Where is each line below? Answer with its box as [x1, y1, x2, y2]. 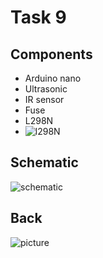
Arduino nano [24, 72, 82, 84]
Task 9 [10, 6, 67, 29]
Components [10, 46, 93, 63]
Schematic [10, 154, 79, 171]
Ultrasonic [24, 83, 68, 95]
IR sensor [24, 94, 65, 105]
